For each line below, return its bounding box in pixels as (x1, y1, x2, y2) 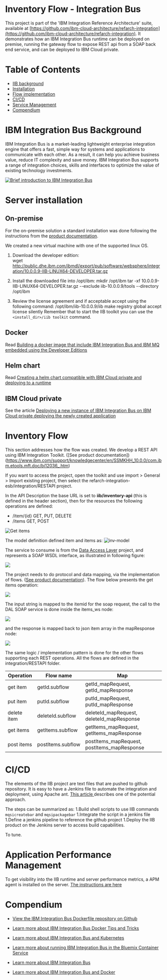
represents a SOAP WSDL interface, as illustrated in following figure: (5, 553, 145, 559)
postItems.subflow (37, 741, 81, 748)
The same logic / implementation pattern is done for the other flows (5, 650, 144, 656)
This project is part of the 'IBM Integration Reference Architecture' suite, (5, 20, 153, 26)
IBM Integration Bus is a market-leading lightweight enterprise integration (5, 141, 156, 147)
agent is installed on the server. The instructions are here (5, 882, 122, 888)
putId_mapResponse (85, 701, 133, 708)
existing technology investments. (5, 167, 73, 173)
